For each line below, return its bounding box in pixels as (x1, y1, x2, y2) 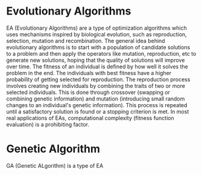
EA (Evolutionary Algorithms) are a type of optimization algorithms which (6, 24, 187, 31)
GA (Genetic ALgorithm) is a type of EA (6, 162, 104, 169)
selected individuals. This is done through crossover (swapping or (6, 88, 171, 96)
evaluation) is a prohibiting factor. (6, 121, 89, 128)
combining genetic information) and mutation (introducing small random (6, 95, 185, 102)
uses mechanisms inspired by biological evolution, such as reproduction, (6, 30, 187, 38)
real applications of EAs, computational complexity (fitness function (6, 114, 174, 122)
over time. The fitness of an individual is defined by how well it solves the (6, 62, 188, 70)
